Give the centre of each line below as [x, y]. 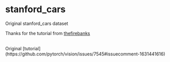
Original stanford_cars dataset [37, 23]
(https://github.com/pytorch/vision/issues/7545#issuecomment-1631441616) [85, 54]
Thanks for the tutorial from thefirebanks [48, 33]
